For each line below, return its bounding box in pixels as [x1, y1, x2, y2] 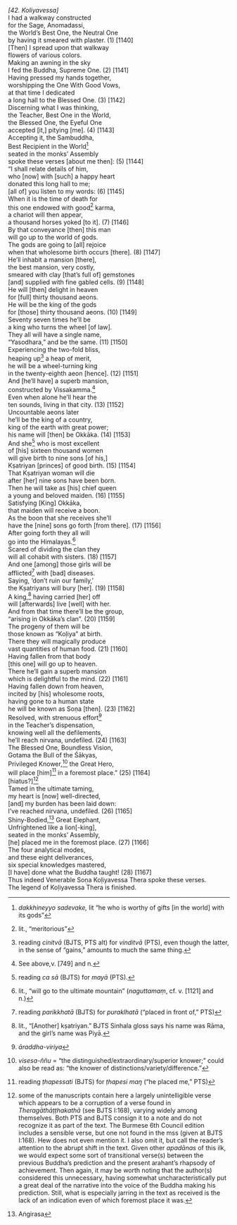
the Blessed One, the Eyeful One [8, 118, 103, 126]
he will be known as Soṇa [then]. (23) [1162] [8, 705, 136, 713]
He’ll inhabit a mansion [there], [8, 255, 97, 264]
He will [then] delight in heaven [8, 286, 98, 294]
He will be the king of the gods [8, 300, 97, 309]
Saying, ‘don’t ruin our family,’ [8, 576, 94, 585]
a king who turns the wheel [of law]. [8, 323, 113, 331]
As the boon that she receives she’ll [8, 514, 112, 523]
